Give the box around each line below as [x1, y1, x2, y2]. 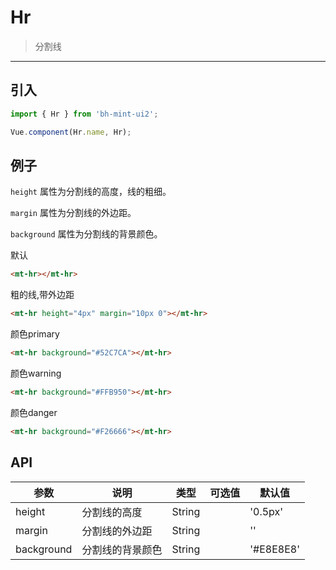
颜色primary [10, 328, 60, 340]
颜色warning [10, 367, 62, 379]
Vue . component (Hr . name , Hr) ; [10, 127, 132, 137]
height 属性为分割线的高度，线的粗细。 [10, 186, 172, 198]
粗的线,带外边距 [10, 289, 75, 301]
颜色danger [10, 406, 58, 418]
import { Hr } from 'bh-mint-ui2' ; [10, 109, 159, 119]
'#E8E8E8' [249, 542, 300, 556]
